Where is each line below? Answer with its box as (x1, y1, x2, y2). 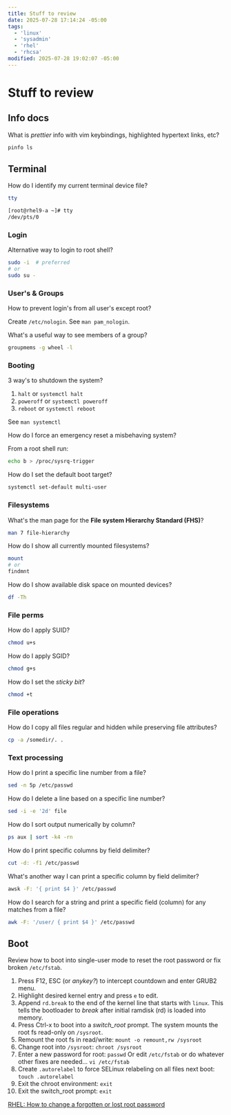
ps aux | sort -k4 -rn (8, 834, 73, 841)
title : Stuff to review (8, 10, 77, 17)
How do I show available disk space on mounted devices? (8, 581, 172, 588)
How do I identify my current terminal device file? (8, 181, 148, 190)
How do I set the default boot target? (8, 471, 112, 479)
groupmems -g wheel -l (8, 344, 73, 351)
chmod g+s (8, 665, 37, 673)
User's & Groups (8, 288, 64, 298)
